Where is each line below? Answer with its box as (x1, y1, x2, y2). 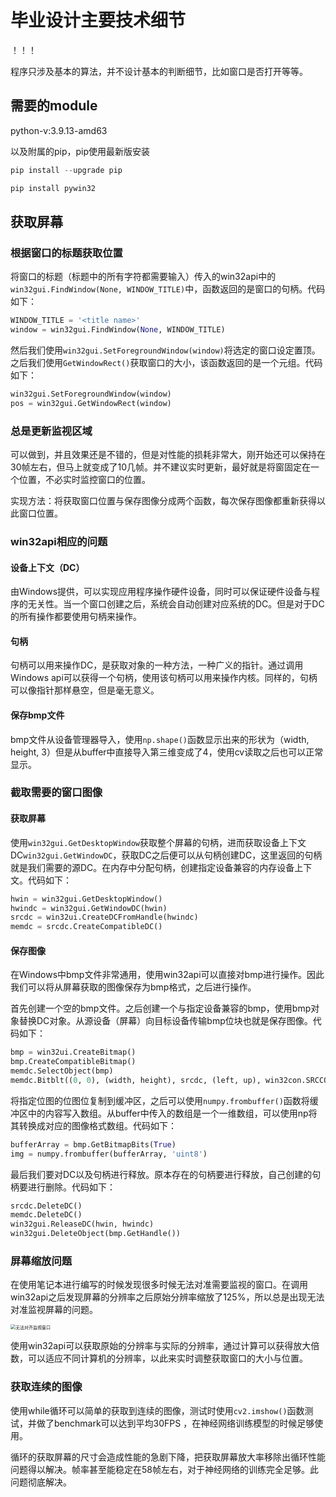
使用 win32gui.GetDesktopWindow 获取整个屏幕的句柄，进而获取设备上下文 (10, 836, 307, 848)
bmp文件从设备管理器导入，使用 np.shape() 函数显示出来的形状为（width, (10, 733, 310, 745)
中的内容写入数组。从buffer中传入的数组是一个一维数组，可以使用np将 (27, 1107, 318, 1119)
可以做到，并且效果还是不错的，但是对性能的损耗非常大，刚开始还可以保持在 (10, 448, 326, 460)
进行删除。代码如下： (27, 1181, 116, 1193)
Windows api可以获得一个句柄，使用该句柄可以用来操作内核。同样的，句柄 (10, 672, 318, 684)
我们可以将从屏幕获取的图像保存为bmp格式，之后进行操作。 (10, 981, 257, 993)
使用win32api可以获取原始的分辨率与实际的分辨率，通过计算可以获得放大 (10, 1340, 312, 1352)
